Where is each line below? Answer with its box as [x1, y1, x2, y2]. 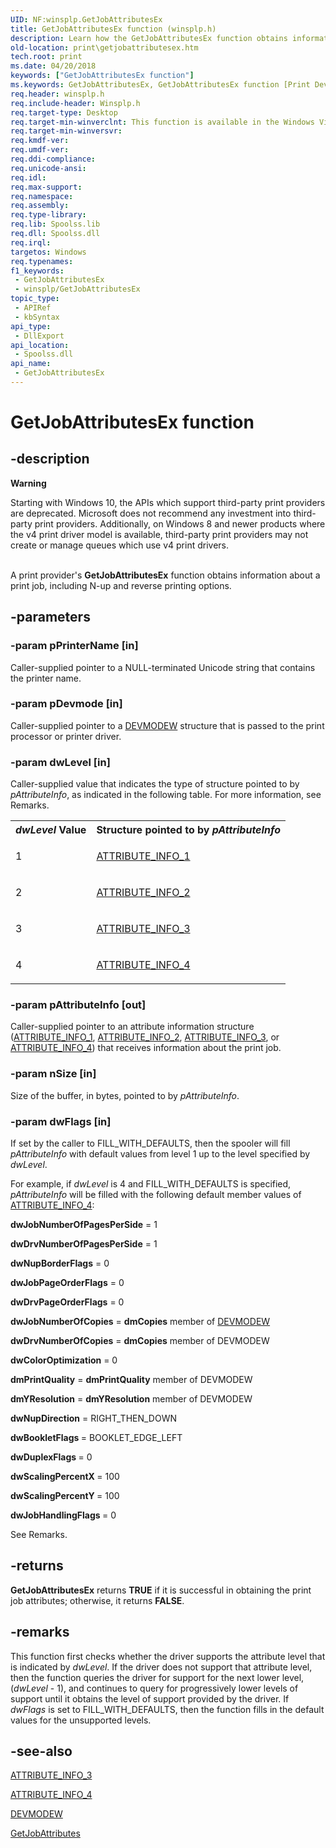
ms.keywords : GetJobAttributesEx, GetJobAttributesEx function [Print [10, 80, 311, 90]
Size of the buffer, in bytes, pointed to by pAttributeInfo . [10, 1089, 240, 1101]
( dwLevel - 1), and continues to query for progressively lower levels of [10, 1682, 299, 1694]
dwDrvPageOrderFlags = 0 [10, 1296, 125, 1308]
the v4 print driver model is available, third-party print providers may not [10, 528, 309, 540]
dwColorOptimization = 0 [10, 1354, 118, 1366]
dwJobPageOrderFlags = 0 [10, 1277, 125, 1289]
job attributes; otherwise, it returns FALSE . [10, 1594, 185, 1606]
